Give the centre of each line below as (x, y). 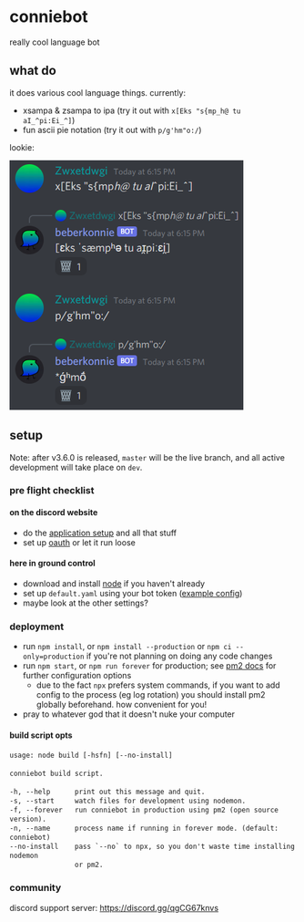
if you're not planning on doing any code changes (179, 656)
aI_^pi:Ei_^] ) (49, 119)
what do (33, 71)
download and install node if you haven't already (114, 583)
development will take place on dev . (76, 467)
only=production (53, 657)
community (35, 888)
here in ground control (52, 564)
